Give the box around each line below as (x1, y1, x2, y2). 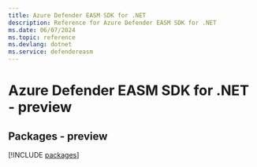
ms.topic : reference (8, 33, 76, 42)
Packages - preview (8, 129, 108, 143)
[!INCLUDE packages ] (8, 151, 80, 159)
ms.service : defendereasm (8, 48, 93, 56)
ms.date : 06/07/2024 (8, 26, 76, 34)
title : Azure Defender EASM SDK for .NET (8, 11, 147, 20)
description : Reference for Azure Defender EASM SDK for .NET (8, 19, 217, 27)
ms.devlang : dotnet (8, 41, 73, 49)
